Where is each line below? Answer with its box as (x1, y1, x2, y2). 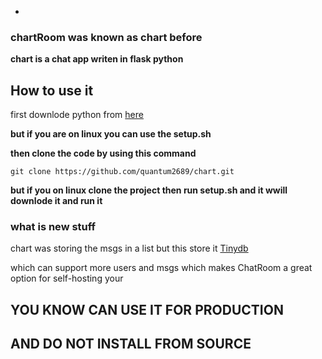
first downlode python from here (10, 109, 144, 121)
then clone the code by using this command (10, 147, 197, 160)
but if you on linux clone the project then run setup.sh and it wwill (10, 184, 288, 196)
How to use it (10, 82, 94, 99)
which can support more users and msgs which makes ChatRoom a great (10, 262, 313, 274)
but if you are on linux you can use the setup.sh (10, 128, 212, 140)
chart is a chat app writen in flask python (10, 53, 184, 65)
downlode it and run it (10, 195, 103, 207)
